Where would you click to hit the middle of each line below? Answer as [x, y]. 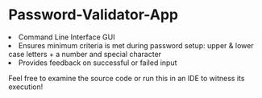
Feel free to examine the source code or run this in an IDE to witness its [127, 78]
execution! [26, 87]
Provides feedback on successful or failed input [98, 63]
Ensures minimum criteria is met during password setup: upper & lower [136, 45]
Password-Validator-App [94, 15]
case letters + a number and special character [85, 54]
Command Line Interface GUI [67, 37]
